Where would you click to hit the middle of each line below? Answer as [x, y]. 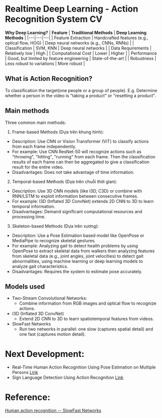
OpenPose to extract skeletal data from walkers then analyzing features [83, 251]
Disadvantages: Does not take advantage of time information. [73, 172]
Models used [25, 286]
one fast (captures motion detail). [52, 334]
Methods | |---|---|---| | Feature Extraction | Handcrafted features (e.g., [77, 38]
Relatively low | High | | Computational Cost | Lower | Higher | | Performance [81, 53]
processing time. [29, 217]
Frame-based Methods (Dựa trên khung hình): [58, 132]
